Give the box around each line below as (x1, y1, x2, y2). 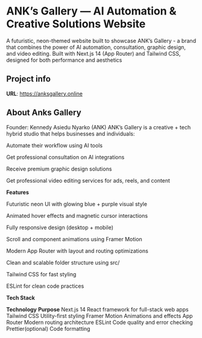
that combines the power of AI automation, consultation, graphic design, (6, 44, 186, 51)
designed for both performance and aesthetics (6, 56, 122, 63)
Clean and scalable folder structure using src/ (6, 259, 120, 266)
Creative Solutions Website (6, 17, 146, 31)
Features (6, 189, 29, 196)
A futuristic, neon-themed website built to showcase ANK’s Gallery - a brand (6, 37, 197, 44)
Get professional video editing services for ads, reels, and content (6, 177, 171, 184)
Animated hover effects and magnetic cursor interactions (6, 212, 148, 219)
